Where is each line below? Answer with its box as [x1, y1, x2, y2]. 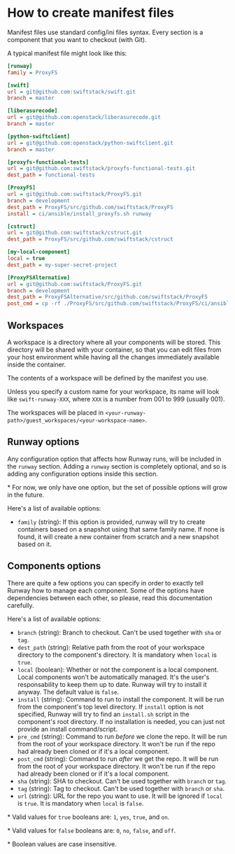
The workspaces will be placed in [7, 408, 104, 417]
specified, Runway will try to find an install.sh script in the [17, 710, 190, 718]
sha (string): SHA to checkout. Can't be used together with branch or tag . [17, 776, 227, 785]
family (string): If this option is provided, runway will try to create [17, 518, 206, 526]
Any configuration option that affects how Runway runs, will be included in [7, 455, 222, 463]
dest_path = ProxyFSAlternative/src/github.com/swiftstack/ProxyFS [7, 294, 208, 301]
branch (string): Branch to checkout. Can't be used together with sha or [17, 628, 222, 636]
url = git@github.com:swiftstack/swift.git [7, 88, 136, 95]
